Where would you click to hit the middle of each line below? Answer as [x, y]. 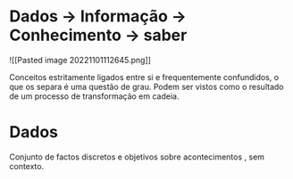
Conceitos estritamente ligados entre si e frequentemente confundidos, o [144, 77]
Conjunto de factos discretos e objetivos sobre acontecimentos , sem [137, 157]
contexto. [27, 166]
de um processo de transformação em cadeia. [94, 96]
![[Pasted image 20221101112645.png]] [80, 60]
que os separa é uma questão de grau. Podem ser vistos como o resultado [146, 86]
